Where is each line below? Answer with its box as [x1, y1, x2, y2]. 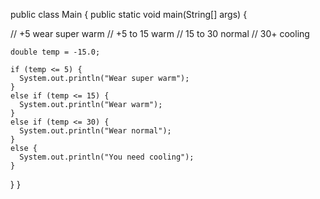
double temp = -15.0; [10, 47, 101, 57]
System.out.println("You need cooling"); [19, 152, 195, 162]
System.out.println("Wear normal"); [19, 126, 172, 136]
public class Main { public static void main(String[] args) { [10, 9, 248, 20]
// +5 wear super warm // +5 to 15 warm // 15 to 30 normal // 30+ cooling [10, 28, 310, 39]
